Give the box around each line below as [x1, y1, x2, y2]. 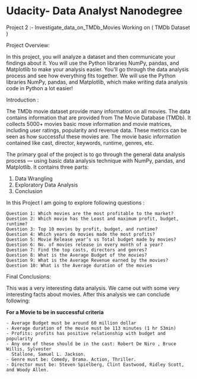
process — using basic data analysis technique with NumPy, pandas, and [6, 157, 186, 164]
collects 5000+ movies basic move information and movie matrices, [6, 120, 172, 127]
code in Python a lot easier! [6, 84, 73, 91]
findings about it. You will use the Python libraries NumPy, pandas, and [6, 59, 179, 67]
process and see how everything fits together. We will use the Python [6, 72, 176, 79]
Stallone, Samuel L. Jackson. [11, 351, 86, 357]
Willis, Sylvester [6, 346, 52, 352]
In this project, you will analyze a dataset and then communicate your [6, 53, 176, 60]
